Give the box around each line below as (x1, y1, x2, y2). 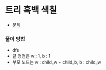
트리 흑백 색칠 (5, 4, 57, 16)
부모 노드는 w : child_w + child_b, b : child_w (12, 59, 102, 65)
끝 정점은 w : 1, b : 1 (12, 53, 51, 59)
